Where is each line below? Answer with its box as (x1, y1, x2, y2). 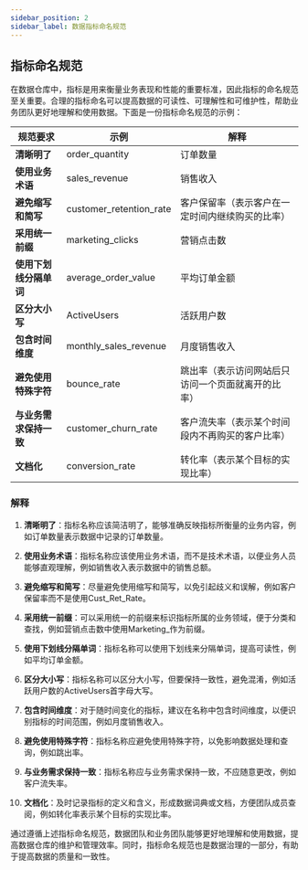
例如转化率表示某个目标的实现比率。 (39, 808, 176, 819)
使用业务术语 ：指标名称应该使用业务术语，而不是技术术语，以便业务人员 (23, 550, 296, 561)
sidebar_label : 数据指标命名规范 (10, 22, 127, 31)
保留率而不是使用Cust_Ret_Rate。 (23, 592, 151, 603)
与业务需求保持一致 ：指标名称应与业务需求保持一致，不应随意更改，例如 (23, 766, 296, 777)
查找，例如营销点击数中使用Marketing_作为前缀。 (23, 623, 210, 634)
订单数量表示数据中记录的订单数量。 (31, 531, 168, 542)
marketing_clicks (66, 234, 139, 247)
